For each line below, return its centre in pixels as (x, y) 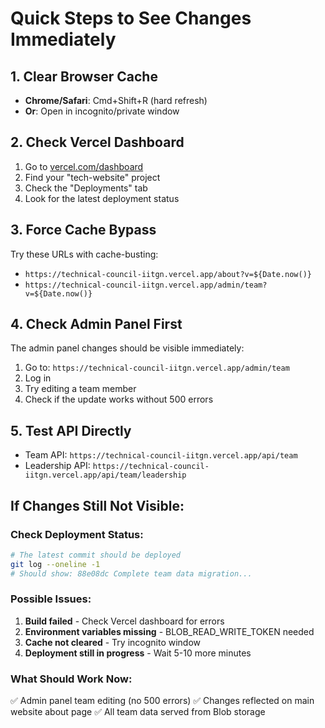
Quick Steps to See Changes (131, 18)
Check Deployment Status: (77, 534)
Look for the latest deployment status (102, 198)
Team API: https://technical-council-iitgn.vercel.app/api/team (161, 455)
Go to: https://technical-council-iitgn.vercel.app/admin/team (157, 368)
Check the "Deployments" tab (86, 188)
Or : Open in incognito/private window (102, 111)
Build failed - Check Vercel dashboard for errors (124, 621)
